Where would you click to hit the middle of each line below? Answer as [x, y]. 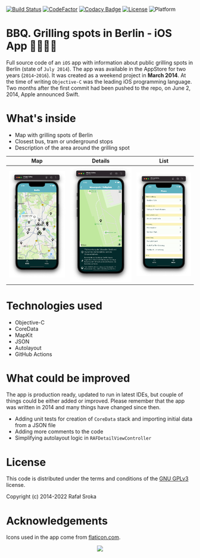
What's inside [41, 119]
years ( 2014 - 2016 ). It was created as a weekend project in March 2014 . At [96, 75]
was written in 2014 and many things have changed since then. [83, 407]
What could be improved [68, 378]
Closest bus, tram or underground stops [64, 141]
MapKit [24, 335]
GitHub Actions [33, 354]
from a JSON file [35, 425]
